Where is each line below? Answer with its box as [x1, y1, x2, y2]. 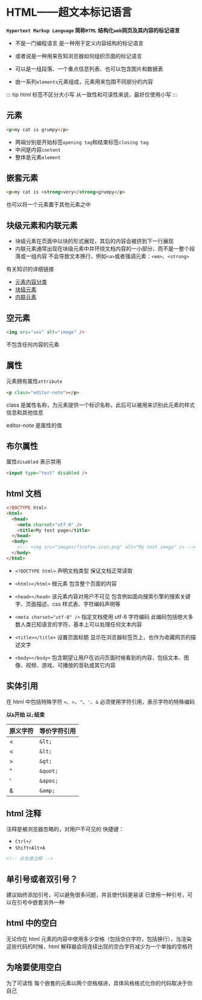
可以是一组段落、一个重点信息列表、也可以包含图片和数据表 [14, 65, 163, 73]
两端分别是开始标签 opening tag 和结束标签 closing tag [14, 138, 149, 146]
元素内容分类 [14, 279, 47, 286]
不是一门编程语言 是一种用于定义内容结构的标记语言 [14, 39, 144, 47]
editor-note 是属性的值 [6, 421, 62, 429]
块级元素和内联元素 [6, 220, 78, 230]
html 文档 [6, 488, 42, 498]
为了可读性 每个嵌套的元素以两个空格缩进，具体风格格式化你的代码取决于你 [6, 979, 193, 987]
